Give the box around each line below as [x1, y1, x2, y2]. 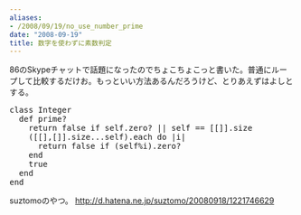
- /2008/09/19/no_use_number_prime [9, 22, 144, 31]
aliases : [9, 13, 42, 23]
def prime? [18, 114, 68, 125]
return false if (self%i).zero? [37, 141, 182, 152]
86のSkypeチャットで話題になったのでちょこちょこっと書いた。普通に [9, 64, 272, 75]
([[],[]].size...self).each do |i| [28, 132, 186, 143]
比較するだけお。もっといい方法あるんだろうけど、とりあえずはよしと [33, 76, 294, 87]
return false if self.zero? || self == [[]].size [28, 123, 253, 134]
